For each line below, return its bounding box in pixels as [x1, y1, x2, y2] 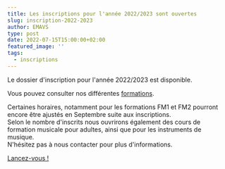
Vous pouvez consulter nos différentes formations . [7, 89, 154, 97]
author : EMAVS [7, 23, 49, 30]
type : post [7, 30, 39, 37]
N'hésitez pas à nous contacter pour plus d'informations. [7, 140, 173, 149]
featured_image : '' [7, 43, 65, 50]
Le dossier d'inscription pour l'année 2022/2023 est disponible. [7, 75, 193, 84]
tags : [7, 50, 23, 57]
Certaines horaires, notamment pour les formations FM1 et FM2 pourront [7, 103, 219, 111]
